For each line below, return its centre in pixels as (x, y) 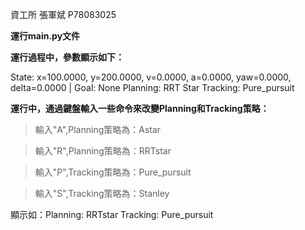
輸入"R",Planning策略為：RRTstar (103, 151)
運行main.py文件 (45, 36)
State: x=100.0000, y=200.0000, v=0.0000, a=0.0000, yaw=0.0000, (151, 77)
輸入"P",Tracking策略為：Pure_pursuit (113, 172)
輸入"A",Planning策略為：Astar (98, 129)
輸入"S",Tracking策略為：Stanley (102, 193)
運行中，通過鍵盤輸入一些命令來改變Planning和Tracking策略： (140, 108)
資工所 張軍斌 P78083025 (63, 14)
